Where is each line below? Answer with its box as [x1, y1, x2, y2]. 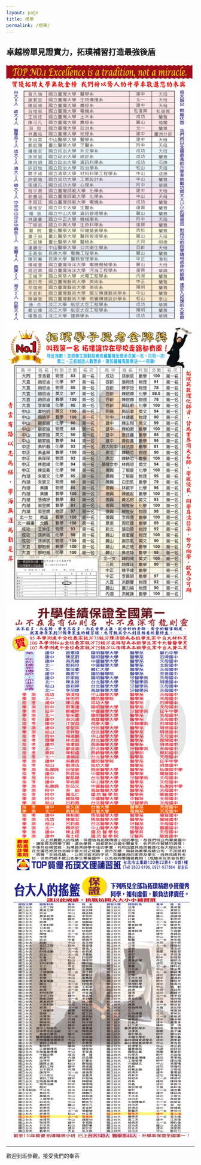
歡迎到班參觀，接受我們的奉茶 [6, 1152, 80, 1160]
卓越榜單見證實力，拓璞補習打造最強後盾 [6, 47, 156, 57]
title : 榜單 [6, 16, 34, 22]
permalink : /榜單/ [6, 22, 50, 28]
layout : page [6, 10, 39, 16]
